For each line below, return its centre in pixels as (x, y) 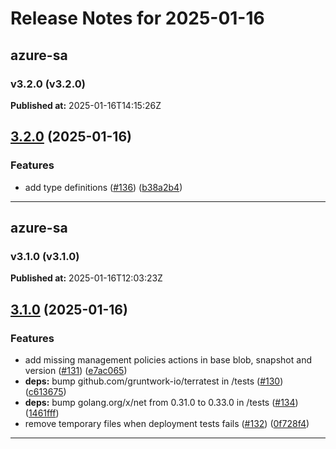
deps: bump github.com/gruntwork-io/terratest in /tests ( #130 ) (154, 381)
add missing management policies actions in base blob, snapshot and (168, 359)
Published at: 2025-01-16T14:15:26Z (86, 105)
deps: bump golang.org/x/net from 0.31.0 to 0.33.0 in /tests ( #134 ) (161, 402)
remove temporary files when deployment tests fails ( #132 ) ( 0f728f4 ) (167, 423)
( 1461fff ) (42, 413)
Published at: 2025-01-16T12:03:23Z (86, 278)
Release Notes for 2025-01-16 (137, 18)
